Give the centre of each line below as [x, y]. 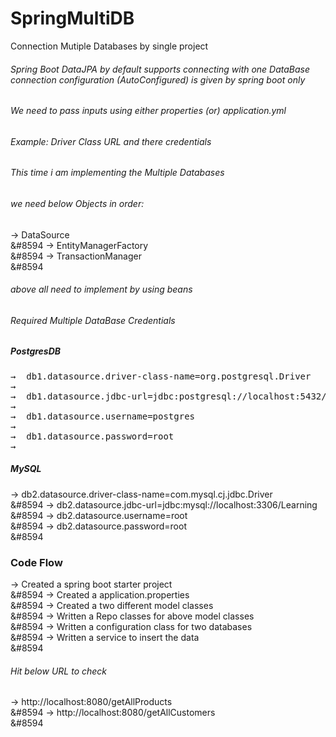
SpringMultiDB [72, 18]
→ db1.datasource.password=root [92, 436]
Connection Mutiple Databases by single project [109, 46]
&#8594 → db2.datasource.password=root [98, 526]
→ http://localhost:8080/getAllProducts [91, 702]
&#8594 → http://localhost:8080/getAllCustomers [113, 713]
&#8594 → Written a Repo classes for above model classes [132, 616]
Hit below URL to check [59, 671]
